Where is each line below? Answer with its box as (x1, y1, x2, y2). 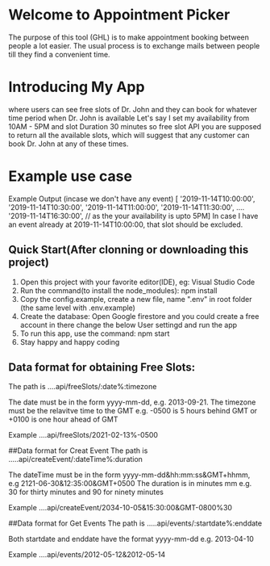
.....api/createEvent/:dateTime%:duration (8, 455, 143, 464)
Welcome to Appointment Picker (8, 6, 231, 24)
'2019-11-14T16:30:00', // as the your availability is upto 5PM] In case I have (8, 211, 259, 220)
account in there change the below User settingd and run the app (19, 320, 238, 329)
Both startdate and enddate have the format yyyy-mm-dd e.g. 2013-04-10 (8, 535, 254, 544)
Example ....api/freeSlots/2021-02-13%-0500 (8, 430, 159, 440)
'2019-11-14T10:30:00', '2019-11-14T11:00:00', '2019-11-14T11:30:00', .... (8, 202, 245, 212)
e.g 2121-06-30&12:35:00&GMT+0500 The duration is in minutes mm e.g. (8, 479, 252, 488)
